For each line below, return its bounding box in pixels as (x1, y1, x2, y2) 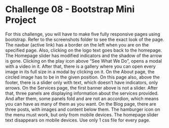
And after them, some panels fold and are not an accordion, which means (5, 95, 159, 102)
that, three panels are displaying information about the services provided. (5, 90, 159, 96)
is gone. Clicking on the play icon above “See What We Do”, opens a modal (5, 58, 162, 64)
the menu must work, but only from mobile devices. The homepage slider (5, 111, 159, 117)
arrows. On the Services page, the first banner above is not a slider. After (5, 84, 158, 91)
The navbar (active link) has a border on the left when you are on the (5, 41, 149, 48)
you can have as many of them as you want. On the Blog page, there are (5, 101, 156, 107)
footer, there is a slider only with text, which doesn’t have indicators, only (5, 79, 158, 86)
